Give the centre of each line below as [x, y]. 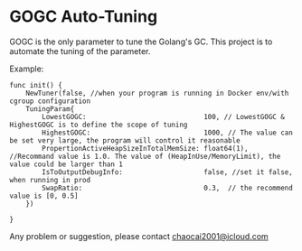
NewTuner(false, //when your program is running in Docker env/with [157, 93]
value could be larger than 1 [66, 164]
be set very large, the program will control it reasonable [125, 140]
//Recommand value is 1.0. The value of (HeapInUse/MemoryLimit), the [145, 156]
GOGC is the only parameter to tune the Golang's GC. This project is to [141, 42]
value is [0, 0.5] [44, 196]
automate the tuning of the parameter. [80, 51]
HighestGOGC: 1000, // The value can [168, 133]
